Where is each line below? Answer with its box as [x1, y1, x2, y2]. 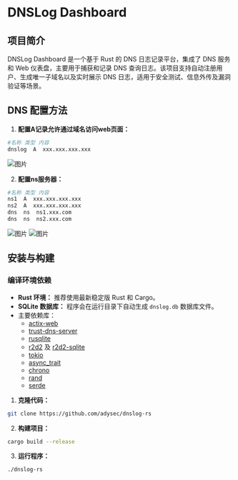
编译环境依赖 [7, 276, 52, 286]
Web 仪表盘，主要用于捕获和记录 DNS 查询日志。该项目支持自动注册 [15, 64, 217, 72]
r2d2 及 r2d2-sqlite [28, 342, 86, 351]
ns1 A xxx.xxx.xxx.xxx [7, 196, 81, 203]
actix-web [28, 319, 59, 327]
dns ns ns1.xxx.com [7, 209, 72, 216]
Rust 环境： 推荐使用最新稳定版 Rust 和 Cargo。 [17, 293, 159, 301]
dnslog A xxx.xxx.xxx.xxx [7, 146, 91, 153]
